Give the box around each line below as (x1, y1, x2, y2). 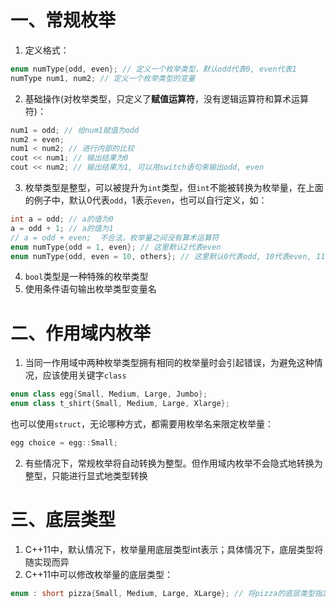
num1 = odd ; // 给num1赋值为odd (10, 125, 140, 135)
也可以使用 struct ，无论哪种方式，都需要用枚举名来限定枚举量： (10, 418, 274, 430)
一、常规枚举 (10, 9, 117, 32)
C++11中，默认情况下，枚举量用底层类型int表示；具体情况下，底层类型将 (24, 543, 324, 555)
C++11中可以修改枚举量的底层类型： (24, 568, 173, 580)
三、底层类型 (10, 509, 117, 531)
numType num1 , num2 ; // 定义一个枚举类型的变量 (10, 73, 196, 83)
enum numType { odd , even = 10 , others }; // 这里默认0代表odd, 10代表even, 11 (10, 251, 326, 261)
